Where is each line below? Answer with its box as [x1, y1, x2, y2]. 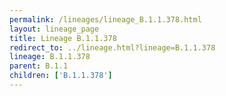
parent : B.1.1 [9, 61, 69, 71]
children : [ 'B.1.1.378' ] [9, 71, 113, 81]
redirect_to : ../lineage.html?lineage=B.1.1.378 [9, 42, 216, 53]
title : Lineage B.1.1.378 [9, 33, 117, 43]
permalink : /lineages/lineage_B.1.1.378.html [9, 14, 202, 25]
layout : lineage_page [9, 24, 100, 34]
